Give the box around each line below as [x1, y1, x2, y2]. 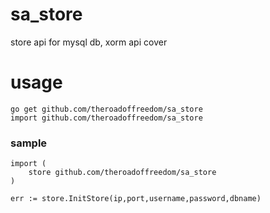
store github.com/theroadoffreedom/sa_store [28, 168, 217, 178]
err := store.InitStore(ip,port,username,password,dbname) [10, 194, 262, 204]
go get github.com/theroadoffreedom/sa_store [10, 104, 203, 114]
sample [10, 136, 48, 150]
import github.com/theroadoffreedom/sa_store [10, 113, 203, 123]
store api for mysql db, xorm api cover [10, 36, 168, 48]
